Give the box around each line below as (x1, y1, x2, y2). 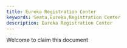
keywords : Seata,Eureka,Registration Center (6, 14, 121, 20)
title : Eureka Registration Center (6, 8, 97, 15)
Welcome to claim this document (6, 37, 89, 44)
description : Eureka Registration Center (6, 20, 113, 26)
